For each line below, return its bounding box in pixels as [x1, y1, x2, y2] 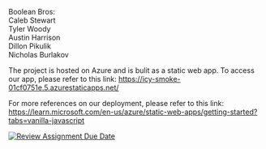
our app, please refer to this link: [8, 74, 117, 83]
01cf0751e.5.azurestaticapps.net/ [8, 83, 119, 92]
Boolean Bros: [8, 7, 55, 16]
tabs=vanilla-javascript [8, 116, 85, 125]
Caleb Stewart [8, 15, 56, 25]
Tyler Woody [8, 24, 51, 33]
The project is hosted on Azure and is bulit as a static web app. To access [8, 66, 255, 75]
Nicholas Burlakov [8, 50, 69, 59]
